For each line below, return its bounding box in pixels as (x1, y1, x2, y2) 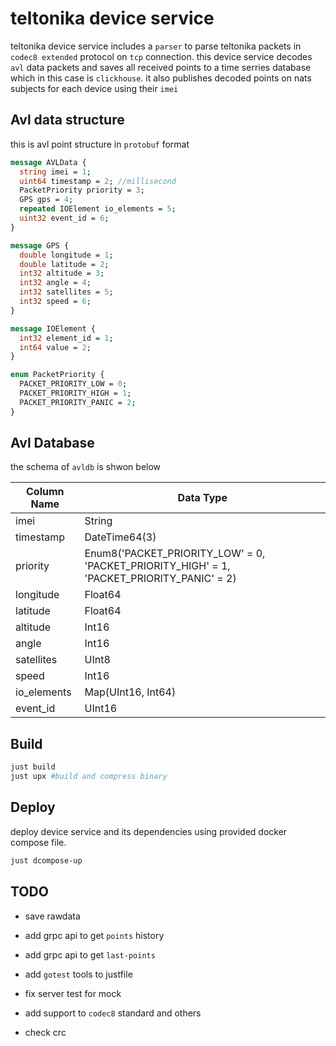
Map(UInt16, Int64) (84, 685, 177, 699)
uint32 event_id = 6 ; (19, 213, 110, 223)
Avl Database (10, 435, 95, 452)
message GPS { (10, 240, 70, 251)
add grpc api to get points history (24, 929, 165, 941)
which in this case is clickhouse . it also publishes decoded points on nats (10, 72, 312, 84)
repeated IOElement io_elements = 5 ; (19, 204, 177, 214)
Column (26, 485, 65, 499)
